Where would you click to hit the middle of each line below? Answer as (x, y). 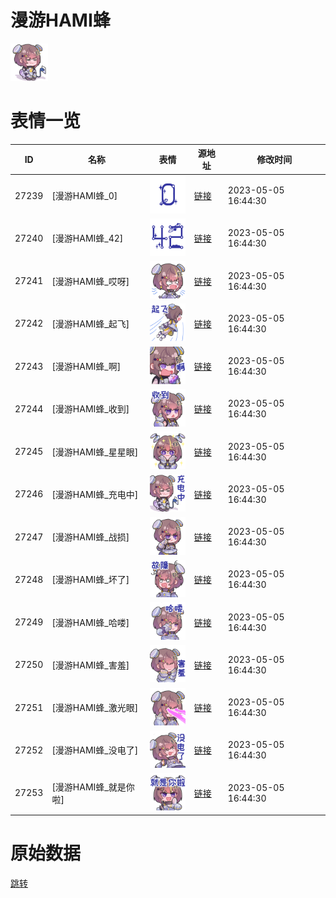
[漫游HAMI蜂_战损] (90, 537)
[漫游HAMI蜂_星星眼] (95, 452)
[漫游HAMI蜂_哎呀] (90, 281)
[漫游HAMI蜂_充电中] (95, 494)
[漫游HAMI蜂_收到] (90, 409)
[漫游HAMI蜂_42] (87, 238)
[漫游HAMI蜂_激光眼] (95, 708)
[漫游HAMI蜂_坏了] (90, 580)
